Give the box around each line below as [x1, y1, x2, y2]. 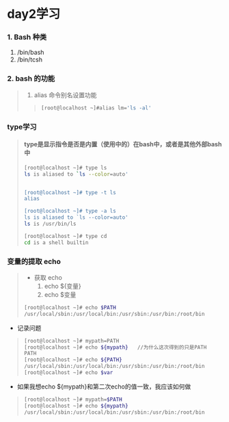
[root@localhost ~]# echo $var [23, 369, 113, 376]
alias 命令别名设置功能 [33, 90, 97, 99]
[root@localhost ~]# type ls [23, 164, 107, 171]
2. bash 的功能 [7, 74, 55, 83]
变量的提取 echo [7, 256, 62, 266]
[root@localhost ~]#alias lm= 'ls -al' [40, 104, 152, 111]
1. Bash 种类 [7, 32, 47, 42]
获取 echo [33, 273, 63, 281]
